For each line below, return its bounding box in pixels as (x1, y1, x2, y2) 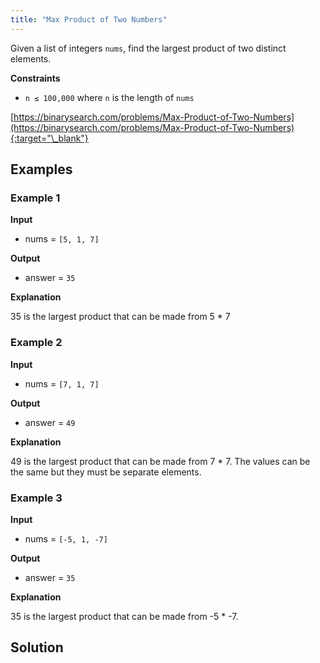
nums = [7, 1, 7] (24, 377, 100, 390)
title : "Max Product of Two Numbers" (10, 14, 168, 25)
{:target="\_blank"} (10, 132, 89, 144)
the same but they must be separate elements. (10, 466, 202, 478)
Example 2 (10, 336, 63, 350)
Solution (10, 639, 64, 656)
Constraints (10, 72, 61, 84)
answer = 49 (24, 416, 76, 428)
